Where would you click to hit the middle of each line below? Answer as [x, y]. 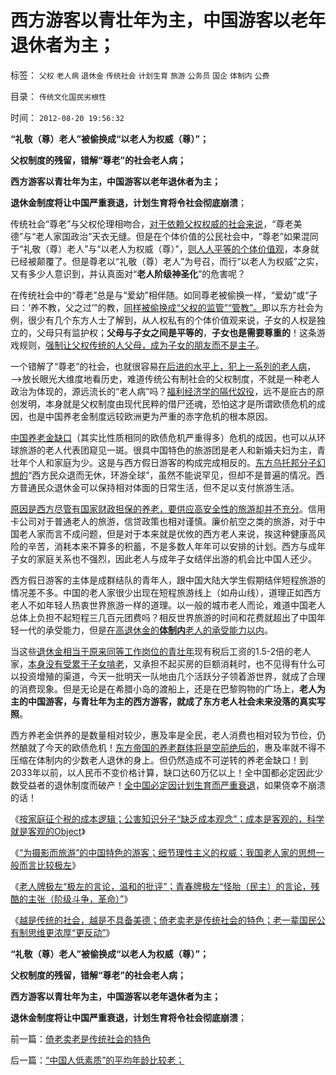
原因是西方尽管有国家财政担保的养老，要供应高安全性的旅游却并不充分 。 [159, 508]
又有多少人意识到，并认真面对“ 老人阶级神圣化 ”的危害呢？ [128, 273]
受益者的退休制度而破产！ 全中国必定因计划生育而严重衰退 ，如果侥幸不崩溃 [172, 785]
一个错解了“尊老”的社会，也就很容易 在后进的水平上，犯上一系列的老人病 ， [163, 366]
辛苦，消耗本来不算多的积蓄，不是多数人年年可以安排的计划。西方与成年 [176, 546]
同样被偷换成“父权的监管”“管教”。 [193, 307]
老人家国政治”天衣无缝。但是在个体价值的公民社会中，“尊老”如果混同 [177, 236]
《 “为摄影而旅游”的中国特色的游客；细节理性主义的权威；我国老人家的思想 [163, 852]
